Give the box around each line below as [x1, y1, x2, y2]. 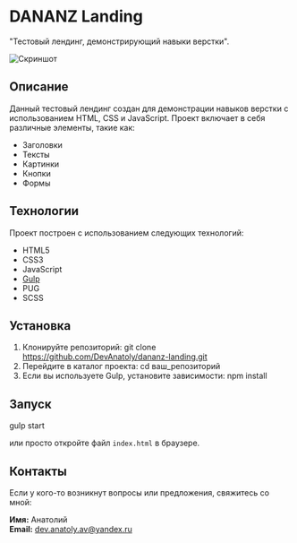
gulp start [9, 420, 45, 431]
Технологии [9, 203, 79, 219]
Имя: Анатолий [9, 514, 68, 525]
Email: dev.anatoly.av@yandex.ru [9, 524, 132, 534]
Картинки [21, 159, 60, 169]
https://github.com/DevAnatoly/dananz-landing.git [21, 351, 208, 362]
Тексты [21, 149, 51, 159]
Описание [9, 79, 69, 95]
